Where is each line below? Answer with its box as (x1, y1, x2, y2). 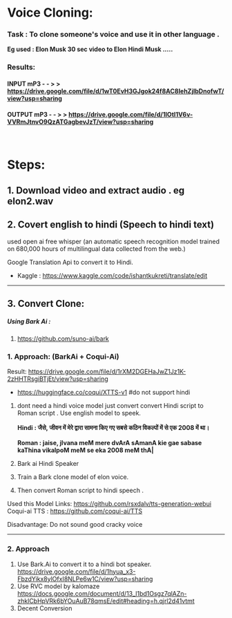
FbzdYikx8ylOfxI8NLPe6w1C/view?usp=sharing (17, 574, 153, 583)
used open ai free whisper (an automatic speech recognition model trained (7, 237, 220, 245)
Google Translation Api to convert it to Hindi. (7, 258, 133, 266)
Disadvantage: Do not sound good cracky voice (7, 521, 143, 529)
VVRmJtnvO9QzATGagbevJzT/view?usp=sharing (7, 118, 154, 126)
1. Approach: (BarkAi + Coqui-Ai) (7, 351, 119, 361)
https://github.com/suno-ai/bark (17, 334, 109, 343)
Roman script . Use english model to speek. (17, 409, 142, 418)
